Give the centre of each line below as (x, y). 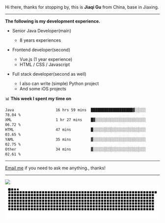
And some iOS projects (43, 89)
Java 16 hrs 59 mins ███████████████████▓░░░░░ (76, 110)
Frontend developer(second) (41, 50)
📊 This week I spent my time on (38, 98)
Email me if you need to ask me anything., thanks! (55, 168)
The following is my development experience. (53, 21)
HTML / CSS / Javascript (45, 64)
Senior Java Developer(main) (41, 31)
